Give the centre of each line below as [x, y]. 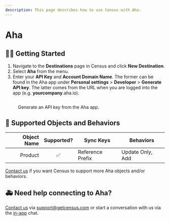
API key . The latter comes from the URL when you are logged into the [85, 87]
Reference [90, 152]
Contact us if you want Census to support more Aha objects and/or [75, 171]
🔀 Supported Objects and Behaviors [63, 123]
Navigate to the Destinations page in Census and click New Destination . [89, 66]
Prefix [85, 159]
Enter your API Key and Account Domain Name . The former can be [83, 77]
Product [30, 155]
